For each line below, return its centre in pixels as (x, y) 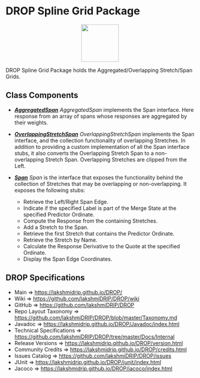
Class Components (42, 95)
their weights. (31, 122)
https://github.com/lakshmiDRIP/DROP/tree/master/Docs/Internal (94, 337)
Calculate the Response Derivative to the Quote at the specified (101, 246)
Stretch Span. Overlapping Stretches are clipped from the (116, 159)
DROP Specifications (45, 278)
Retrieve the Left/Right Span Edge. (66, 202)
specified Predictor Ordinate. (59, 214)
